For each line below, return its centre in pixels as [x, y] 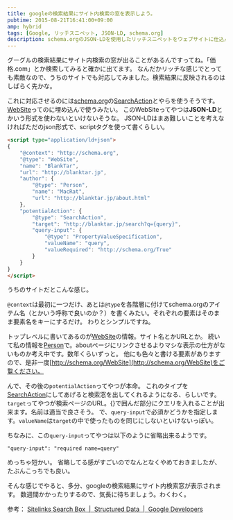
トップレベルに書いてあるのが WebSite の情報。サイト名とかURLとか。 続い [114, 337]
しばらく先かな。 [32, 86]
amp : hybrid [24, 26]
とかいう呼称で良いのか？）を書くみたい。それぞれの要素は [116, 313]
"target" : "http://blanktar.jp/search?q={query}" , [107, 224]
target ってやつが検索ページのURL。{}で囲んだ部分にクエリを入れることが [113, 403]
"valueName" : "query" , [77, 244]
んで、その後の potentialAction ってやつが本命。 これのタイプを [98, 386]
